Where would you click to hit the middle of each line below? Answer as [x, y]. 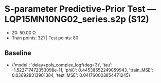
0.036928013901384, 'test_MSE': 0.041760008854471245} [71, 75]
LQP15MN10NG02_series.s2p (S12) [77, 19]
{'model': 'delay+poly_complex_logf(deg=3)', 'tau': [62, 65]
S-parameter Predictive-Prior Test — [80, 9]
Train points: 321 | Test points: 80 [45, 38]
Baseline [18, 53]
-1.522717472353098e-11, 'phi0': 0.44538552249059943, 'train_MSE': [82, 70]
